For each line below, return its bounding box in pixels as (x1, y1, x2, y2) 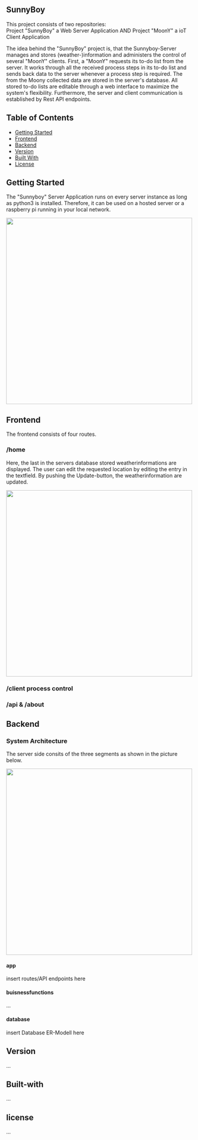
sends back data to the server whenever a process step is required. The (6, 70, 183, 77)
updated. (6, 478, 29, 485)
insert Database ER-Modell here (6, 1029, 84, 1036)
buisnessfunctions (6, 989, 54, 996)
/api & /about (6, 701, 45, 709)
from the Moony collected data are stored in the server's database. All (6, 76, 178, 83)
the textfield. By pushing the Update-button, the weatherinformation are (6, 472, 183, 479)
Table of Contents (6, 113, 74, 123)
